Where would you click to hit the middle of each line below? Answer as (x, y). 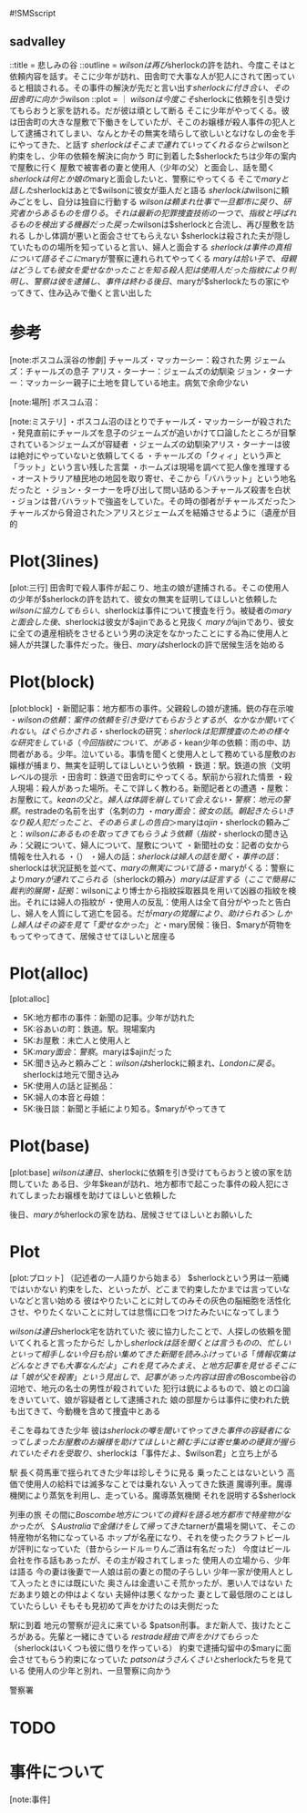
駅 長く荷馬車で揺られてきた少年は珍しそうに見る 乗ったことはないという (147, 1473)
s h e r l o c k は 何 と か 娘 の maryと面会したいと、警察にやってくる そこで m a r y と (149, 179)
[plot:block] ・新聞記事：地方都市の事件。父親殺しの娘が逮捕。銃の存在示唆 (152, 708)
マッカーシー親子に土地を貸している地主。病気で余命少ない (137, 383)
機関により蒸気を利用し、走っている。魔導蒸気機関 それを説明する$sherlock (153, 1495)
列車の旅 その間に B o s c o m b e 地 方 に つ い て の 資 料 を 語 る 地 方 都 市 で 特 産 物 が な (150, 1515)
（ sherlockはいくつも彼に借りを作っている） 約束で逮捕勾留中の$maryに (147, 1648)
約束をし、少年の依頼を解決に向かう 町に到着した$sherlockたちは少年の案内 (153, 156)
